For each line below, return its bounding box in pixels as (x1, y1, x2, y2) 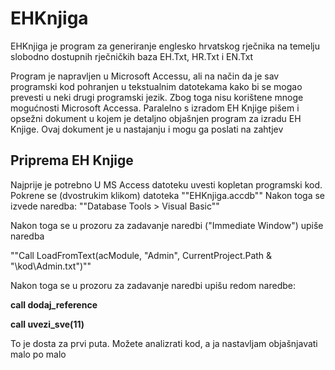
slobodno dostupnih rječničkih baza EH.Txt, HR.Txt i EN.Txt (10, 50, 254, 62)
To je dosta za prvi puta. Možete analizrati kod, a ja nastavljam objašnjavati (10, 337, 318, 349)
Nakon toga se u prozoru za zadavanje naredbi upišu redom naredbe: (10, 279, 296, 291)
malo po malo (10, 348, 67, 360)
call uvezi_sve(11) (10, 318, 85, 330)
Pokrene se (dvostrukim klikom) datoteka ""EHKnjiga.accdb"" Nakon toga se (10, 189, 326, 201)
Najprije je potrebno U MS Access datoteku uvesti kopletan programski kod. (10, 178, 323, 191)
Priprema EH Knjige (10, 152, 134, 169)
